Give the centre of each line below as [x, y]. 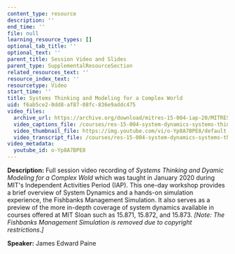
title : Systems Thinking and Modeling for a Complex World [95, 99]
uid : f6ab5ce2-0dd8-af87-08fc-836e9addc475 [72, 105]
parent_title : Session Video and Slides [67, 59]
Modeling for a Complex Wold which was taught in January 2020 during [111, 178]
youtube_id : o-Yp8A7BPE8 [50, 150]
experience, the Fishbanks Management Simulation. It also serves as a [109, 200]
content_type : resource [42, 14]
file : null [23, 33]
